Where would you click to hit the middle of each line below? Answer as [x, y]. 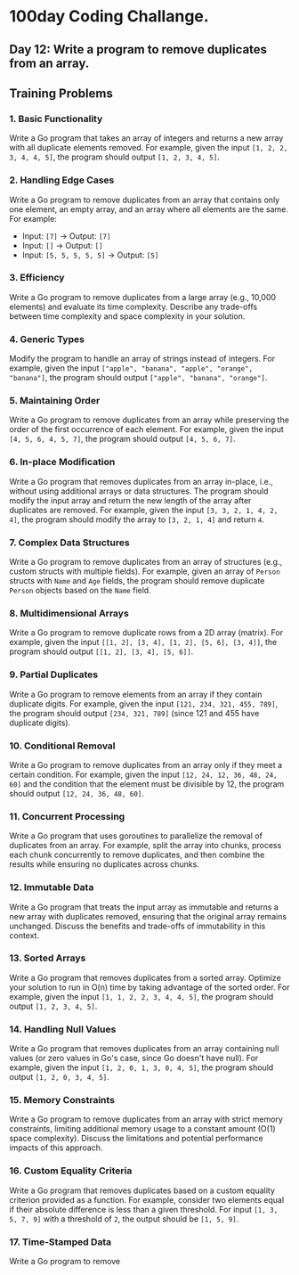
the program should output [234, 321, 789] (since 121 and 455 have [134, 713]
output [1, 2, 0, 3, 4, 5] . [59, 1077]
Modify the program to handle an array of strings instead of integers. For [142, 359]
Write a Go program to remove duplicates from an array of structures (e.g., [146, 562]
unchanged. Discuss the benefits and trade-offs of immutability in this [137, 926]
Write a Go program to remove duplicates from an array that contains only [145, 200]
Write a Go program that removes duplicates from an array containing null [144, 1049]
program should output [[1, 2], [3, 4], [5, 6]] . [101, 651]
